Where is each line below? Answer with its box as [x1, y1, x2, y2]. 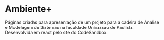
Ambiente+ [5, 3, 52, 14]
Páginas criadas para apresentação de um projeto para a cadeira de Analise [5, 19, 159, 25]
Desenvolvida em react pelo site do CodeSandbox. [5, 29, 108, 35]
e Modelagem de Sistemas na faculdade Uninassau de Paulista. [5, 24, 134, 30]
